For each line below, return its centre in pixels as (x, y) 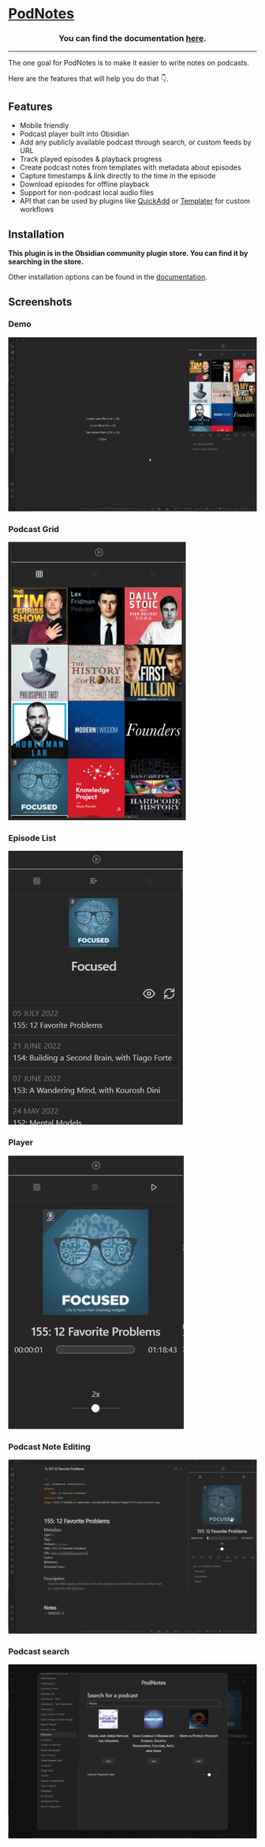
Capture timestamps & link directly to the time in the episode (118, 176)
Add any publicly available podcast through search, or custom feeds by (135, 142)
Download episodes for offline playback (84, 184)
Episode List (32, 837)
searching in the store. (46, 262)
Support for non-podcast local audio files (86, 193)
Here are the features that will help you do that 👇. (88, 79)
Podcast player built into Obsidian (75, 134)
